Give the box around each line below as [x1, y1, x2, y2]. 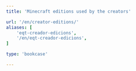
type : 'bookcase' [6, 51, 48, 57]
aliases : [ [6, 24, 33, 30]
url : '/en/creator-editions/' [6, 19, 80, 25]
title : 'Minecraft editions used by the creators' [6, 8, 131, 15]
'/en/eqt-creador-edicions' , [16, 35, 87, 41]
